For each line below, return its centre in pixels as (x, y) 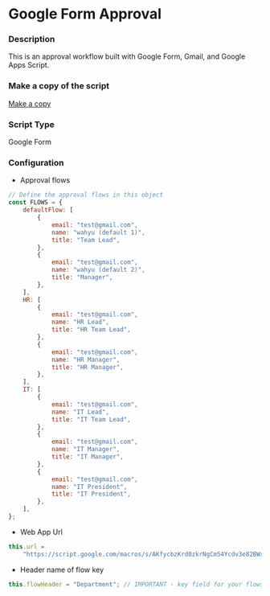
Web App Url (41, 532)
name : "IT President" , (89, 487)
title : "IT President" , (91, 494)
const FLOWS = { (35, 203)
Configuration (36, 163)
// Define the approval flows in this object (86, 195)
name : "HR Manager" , (86, 360)
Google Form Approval (85, 14)
